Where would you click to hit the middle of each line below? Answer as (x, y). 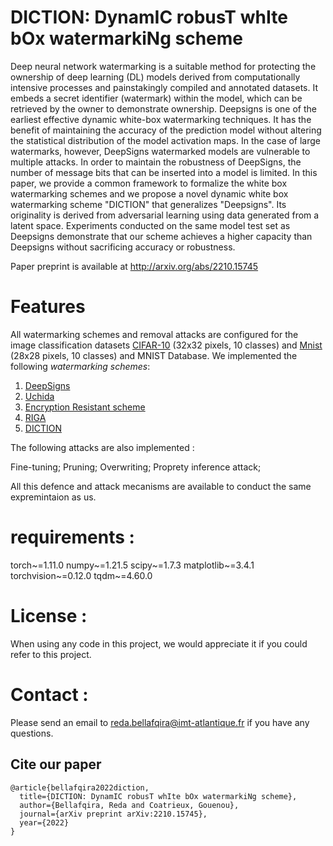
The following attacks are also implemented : (102, 447)
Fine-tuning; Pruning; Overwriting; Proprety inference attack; (136, 467)
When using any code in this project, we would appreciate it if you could (159, 643)
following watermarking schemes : (80, 366)
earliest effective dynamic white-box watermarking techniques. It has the (161, 119)
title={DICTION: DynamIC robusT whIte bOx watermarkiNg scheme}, (158, 796)
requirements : (72, 537)
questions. (32, 733)
